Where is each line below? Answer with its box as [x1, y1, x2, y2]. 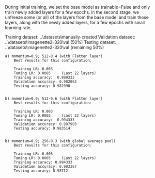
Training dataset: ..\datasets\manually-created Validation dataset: [5, 34, 136, 40]
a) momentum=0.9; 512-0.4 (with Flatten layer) [5, 54, 103, 59]
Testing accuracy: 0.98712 [14, 168, 68, 173]
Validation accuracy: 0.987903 [14, 122, 77, 127]
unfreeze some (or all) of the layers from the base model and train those [5, 15, 149, 20]
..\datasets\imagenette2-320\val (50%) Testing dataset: [5, 39, 116, 45]
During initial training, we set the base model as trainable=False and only [5, 4, 150, 10]
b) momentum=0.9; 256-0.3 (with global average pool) [5, 139, 116, 144]
